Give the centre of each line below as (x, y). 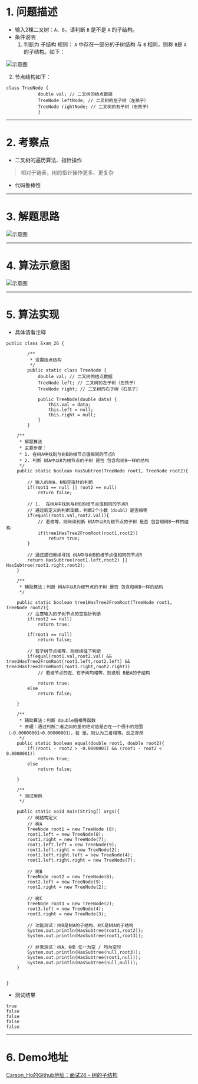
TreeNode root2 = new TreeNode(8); (71, 876)
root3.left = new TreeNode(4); (66, 909)
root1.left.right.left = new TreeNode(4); (80, 855)
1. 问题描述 (32, 12)
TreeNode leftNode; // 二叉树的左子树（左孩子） (93, 100)
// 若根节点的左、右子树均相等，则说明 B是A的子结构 (94, 673)
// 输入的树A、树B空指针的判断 (60, 482)
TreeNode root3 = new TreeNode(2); (71, 904)
